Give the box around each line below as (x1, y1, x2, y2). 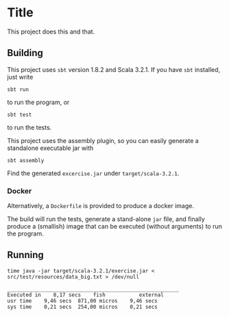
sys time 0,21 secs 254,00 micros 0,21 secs (7, 303, 158, 310)
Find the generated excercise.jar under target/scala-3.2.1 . (7, 169, 180, 177)
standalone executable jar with (7, 144, 94, 152)
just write (7, 73, 34, 81)
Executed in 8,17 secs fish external (7, 291, 165, 299)
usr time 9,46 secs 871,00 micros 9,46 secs (7, 297, 158, 304)
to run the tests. (7, 123, 52, 131)
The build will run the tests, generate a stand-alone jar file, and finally (7, 215, 206, 223)
